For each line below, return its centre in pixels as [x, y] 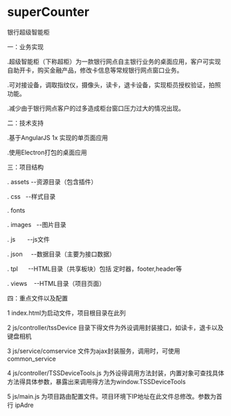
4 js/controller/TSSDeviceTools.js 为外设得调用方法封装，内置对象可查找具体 [116, 373]
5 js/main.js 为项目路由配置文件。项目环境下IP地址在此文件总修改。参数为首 [115, 396]
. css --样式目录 [31, 196]
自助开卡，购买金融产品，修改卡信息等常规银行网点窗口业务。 [95, 70]
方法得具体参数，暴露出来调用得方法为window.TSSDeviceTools [96, 381]
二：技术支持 [25, 123]
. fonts [16, 210]
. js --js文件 [28, 239]
